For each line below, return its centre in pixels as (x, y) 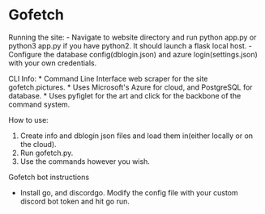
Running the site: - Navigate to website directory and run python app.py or (132, 37)
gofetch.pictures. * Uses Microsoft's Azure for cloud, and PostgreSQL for (130, 87)
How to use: (28, 120)
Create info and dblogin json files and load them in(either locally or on (137, 136)
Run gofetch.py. (47, 153)
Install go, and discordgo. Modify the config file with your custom (129, 192)
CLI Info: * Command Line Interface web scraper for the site (108, 78)
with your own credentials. (53, 63)
